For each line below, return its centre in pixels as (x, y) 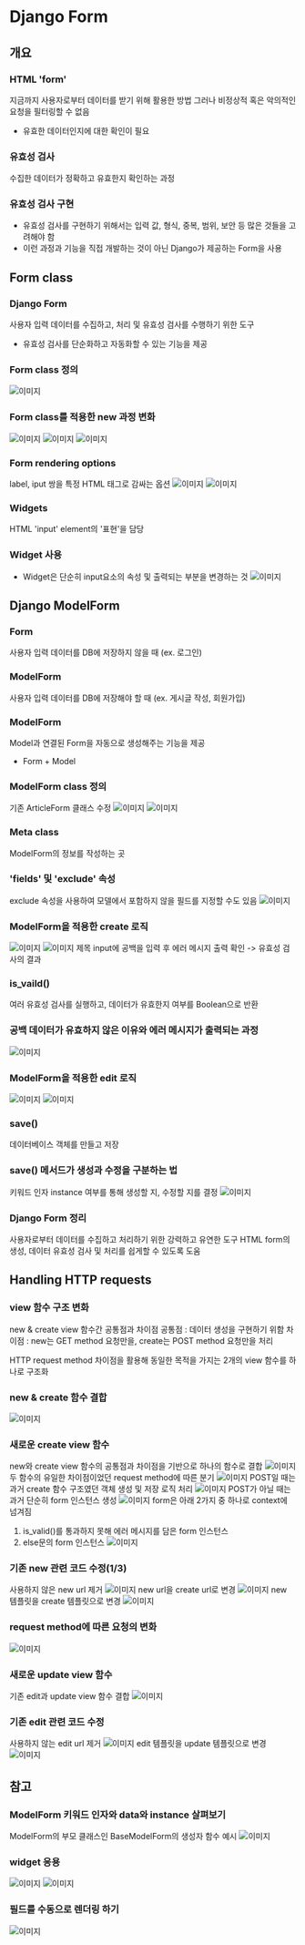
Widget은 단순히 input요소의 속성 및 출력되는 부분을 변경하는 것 (135, 577)
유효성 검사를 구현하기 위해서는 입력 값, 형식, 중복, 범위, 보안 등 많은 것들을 (154, 226)
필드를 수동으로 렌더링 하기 (65, 1909)
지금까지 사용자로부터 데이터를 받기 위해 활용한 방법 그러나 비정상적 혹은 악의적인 (153, 100)
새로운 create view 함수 (60, 1444)
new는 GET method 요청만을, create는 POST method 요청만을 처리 (152, 1340)
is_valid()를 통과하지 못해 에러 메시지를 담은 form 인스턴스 (126, 1531)
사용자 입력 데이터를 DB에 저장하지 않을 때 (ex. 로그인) (106, 652)
